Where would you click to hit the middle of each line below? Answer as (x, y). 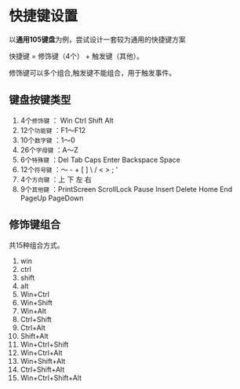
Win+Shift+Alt (43, 361)
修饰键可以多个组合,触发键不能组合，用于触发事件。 (93, 72)
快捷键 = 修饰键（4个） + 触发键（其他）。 (76, 56)
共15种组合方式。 (36, 245)
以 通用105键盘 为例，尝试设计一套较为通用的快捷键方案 (98, 39)
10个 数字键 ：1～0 (47, 140)
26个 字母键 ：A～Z (49, 149)
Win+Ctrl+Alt (41, 352)
